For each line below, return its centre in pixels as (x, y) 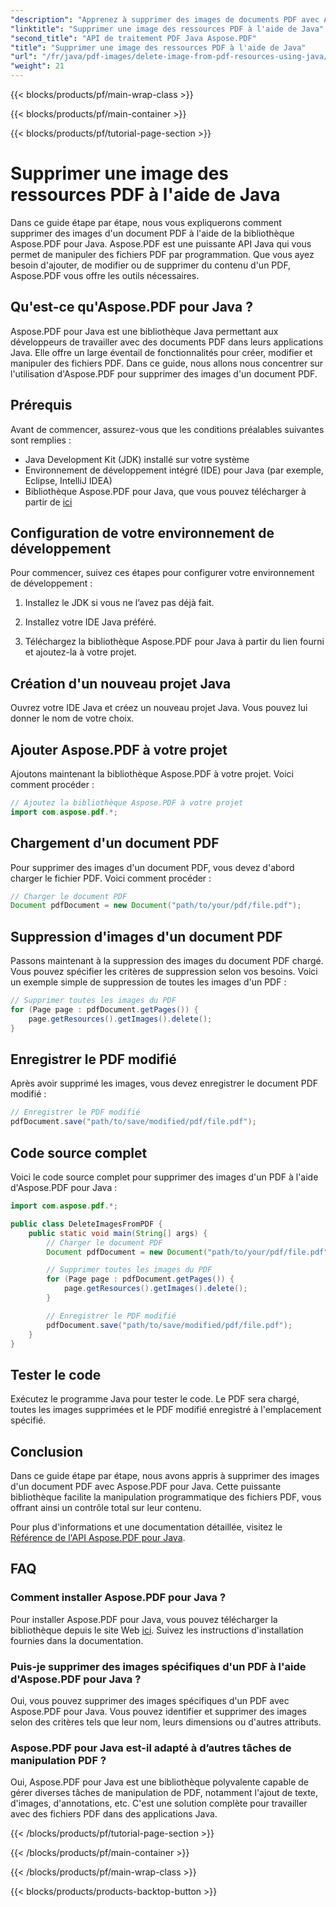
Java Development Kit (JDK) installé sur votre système (137, 459)
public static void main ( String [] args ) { (118, 1233)
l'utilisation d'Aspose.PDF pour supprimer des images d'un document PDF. (164, 373)
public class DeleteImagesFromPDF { (86, 1224)
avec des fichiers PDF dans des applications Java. (114, 1814)
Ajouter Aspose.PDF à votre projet (119, 749)
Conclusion (47, 1451)
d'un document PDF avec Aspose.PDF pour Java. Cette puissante (146, 1486)
